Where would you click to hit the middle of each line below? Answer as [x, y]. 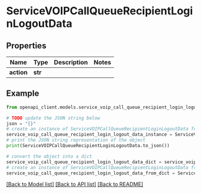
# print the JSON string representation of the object [76, 140]
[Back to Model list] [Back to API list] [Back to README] [75, 184]
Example [23, 94]
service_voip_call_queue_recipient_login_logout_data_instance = [89, 135]
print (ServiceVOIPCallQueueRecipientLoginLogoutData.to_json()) [88, 146]
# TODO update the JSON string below [53, 118]
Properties [26, 46]
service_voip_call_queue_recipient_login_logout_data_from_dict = [91, 173]
